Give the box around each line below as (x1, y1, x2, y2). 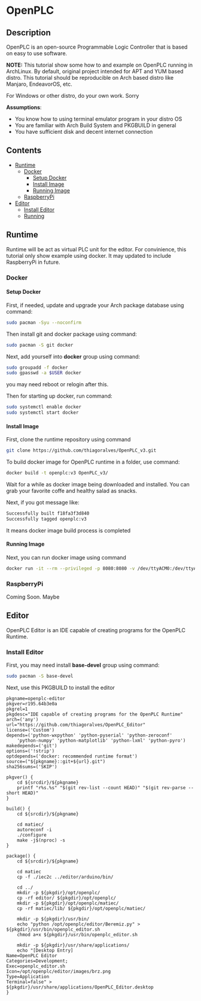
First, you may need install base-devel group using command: (6, 662, 160, 669)
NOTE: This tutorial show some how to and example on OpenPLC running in (6, 61, 193, 68)
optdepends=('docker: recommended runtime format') (6, 753, 138, 759)
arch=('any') (6, 717, 39, 723)
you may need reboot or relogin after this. (6, 381, 109, 388)
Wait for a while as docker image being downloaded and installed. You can (6, 480, 190, 488)
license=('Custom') (6, 727, 55, 734)
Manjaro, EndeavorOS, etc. (6, 80, 73, 88)
